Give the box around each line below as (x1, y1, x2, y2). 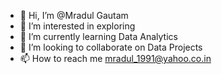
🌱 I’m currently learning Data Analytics (19, 31, 178, 42)
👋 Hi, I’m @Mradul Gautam (19, 10, 129, 21)
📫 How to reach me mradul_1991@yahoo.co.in (19, 53, 212, 64)
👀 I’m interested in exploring (19, 20, 136, 32)
